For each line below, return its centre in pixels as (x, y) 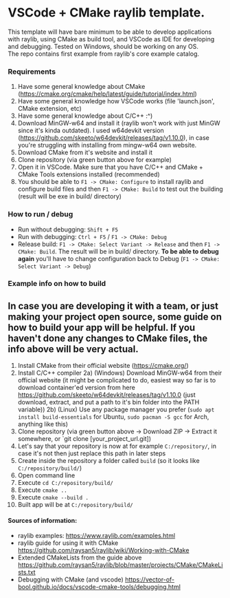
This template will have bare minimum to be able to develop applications (110, 32)
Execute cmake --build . (53, 497)
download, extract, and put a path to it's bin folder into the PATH (108, 402)
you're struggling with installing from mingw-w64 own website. (107, 145)
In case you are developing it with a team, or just (113, 306)
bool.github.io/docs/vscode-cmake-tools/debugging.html (99, 587)
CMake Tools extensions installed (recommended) (89, 174)
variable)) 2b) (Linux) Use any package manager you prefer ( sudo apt (116, 410)
